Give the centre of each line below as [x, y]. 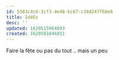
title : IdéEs [22, 17]
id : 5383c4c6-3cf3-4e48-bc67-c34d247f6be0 [59, 12]
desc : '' [17, 23]
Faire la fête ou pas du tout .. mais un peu [57, 50]
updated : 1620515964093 [36, 28]
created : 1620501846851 [36, 34]
